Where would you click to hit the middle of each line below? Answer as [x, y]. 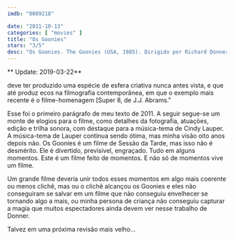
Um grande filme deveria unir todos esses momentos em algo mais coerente [117, 179]
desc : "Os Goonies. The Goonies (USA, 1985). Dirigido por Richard [107, 52]
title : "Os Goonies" [37, 39]
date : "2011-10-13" [36, 26]
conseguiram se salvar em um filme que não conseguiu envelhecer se [108, 193]
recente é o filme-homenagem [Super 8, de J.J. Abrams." [89, 100]
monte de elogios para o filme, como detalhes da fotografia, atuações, [108, 121]
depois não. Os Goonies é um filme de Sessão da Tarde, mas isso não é [110, 143]
